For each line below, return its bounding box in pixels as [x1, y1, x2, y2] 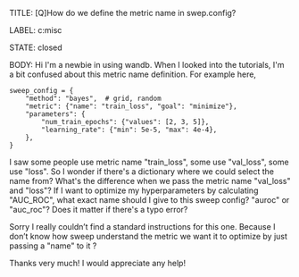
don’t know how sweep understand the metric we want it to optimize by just [9, 231, 288, 241]
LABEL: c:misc [9, 25, 62, 35]
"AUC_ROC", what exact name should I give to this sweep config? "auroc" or [9, 195, 290, 205]
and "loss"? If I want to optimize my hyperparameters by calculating [9, 185, 259, 196]
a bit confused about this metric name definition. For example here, [9, 69, 257, 80]
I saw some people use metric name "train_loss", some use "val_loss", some [9, 156, 289, 167]
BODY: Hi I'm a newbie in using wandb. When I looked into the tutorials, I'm [9, 60, 285, 70]
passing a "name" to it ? [9, 240, 97, 251]
